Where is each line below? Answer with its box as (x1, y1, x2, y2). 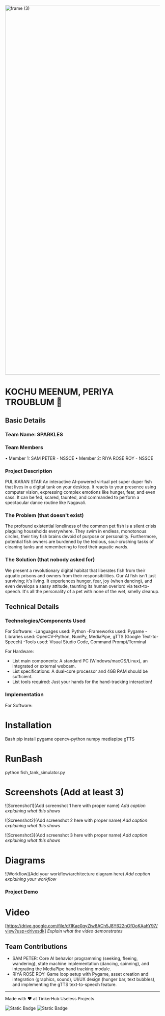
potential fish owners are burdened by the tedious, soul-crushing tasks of (5, 538, 154, 545)
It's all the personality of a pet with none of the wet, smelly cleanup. (22, 588, 160, 594)
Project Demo (5, 889, 38, 896)
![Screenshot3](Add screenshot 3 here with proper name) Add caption (5, 832, 148, 838)
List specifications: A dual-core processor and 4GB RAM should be (12, 668, 148, 674)
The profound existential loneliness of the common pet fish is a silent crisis (5, 523, 157, 529)
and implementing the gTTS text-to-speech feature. (12, 982, 117, 987)
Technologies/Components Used (5, 617, 86, 624)
